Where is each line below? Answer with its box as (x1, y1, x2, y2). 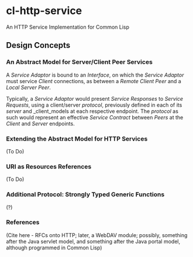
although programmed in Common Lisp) (6, 244, 102, 251)
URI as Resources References (6, 162, 92, 170)
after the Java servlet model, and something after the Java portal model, (6, 238, 180, 245)
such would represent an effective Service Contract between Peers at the (6, 114, 184, 121)
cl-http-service (6, 4, 82, 18)
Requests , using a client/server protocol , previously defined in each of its (6, 101, 182, 108)
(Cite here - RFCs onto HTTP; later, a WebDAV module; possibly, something (6, 231, 188, 238)
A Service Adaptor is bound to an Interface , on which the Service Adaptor (6, 71, 184, 78)
